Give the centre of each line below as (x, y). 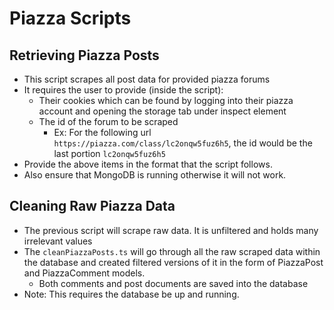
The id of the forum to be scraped (108, 121)
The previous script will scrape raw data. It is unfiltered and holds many (171, 230)
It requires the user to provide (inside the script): (123, 90)
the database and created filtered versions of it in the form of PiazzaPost (173, 262)
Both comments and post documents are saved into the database (173, 283)
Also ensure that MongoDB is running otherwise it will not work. (155, 175)
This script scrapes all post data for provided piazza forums (147, 79)
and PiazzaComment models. (84, 273)
